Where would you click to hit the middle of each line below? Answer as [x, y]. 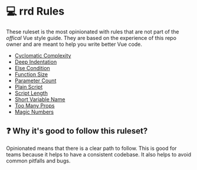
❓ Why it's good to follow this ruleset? [77, 131]
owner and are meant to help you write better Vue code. [74, 44]
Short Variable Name [40, 99]
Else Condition [32, 68]
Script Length [31, 93]
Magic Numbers [34, 112]
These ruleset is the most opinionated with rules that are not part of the [93, 31]
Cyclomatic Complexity [43, 55]
